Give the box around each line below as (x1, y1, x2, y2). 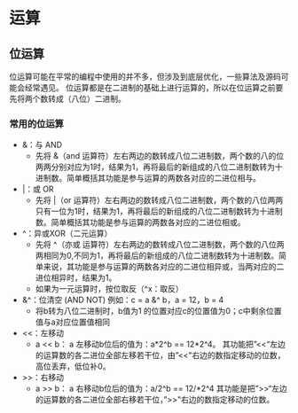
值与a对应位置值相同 (35, 316, 111, 328)
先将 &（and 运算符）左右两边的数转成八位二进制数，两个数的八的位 (35, 151, 285, 161)
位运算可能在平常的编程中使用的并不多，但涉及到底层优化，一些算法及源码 (9, 72, 281, 82)
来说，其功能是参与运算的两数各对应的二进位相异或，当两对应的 (43, 261, 277, 272)
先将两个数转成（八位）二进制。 (9, 94, 126, 104)
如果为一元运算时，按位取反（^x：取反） (35, 284, 184, 294)
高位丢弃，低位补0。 (35, 361, 111, 372)
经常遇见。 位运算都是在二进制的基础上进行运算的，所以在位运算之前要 (24, 82, 284, 93)
